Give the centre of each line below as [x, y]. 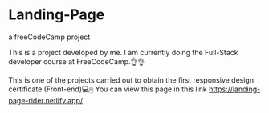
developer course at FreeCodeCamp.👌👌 [77, 61]
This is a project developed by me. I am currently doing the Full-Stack [123, 52]
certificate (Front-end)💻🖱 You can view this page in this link [108, 89]
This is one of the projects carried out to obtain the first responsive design [131, 80]
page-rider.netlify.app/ [46, 100]
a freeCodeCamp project [49, 37]
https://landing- [234, 89]
